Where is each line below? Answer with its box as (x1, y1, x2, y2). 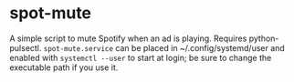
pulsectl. (9, 42, 42, 53)
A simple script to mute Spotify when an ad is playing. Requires (9, 33, 247, 44)
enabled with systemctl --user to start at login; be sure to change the (9, 52, 272, 63)
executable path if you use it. (9, 62, 119, 73)
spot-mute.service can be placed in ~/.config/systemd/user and (43, 42, 285, 53)
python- (248, 33, 279, 44)
